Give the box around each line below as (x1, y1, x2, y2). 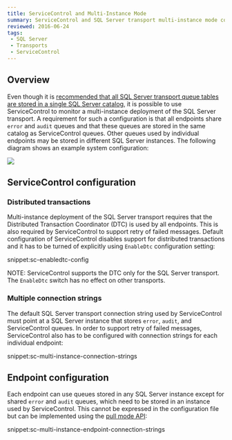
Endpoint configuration (7, 372, 109, 383)
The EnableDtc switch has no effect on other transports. (7, 277, 166, 285)
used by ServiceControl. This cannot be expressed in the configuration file (7, 405, 220, 413)
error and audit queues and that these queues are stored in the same (7, 121, 206, 130)
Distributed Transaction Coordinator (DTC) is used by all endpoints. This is (7, 220, 219, 228)
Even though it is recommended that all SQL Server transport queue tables (7, 92, 219, 101)
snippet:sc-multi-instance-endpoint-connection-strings (7, 426, 166, 434)
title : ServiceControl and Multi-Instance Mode (7, 10, 147, 17)
